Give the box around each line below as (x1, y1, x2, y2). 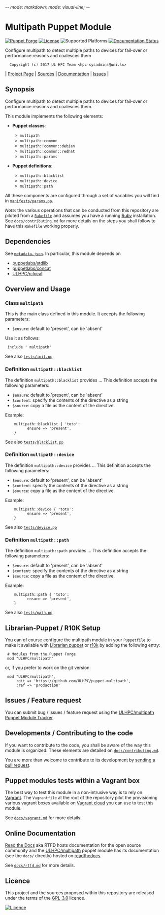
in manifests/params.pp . (5, 198, 53, 204)
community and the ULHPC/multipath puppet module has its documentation (5, 847, 159, 854)
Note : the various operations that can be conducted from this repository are (5, 207, 159, 213)
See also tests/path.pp (5, 610, 53, 616)
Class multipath (5, 299, 43, 306)
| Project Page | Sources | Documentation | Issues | (5, 71, 109, 77)
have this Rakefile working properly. (5, 223, 80, 229)
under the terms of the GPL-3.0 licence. (5, 895, 86, 901)
